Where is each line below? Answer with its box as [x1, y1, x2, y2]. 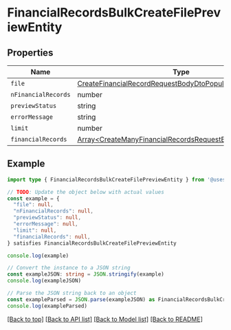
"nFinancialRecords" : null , [13, 208, 94, 214]
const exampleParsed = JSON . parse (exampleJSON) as [7, 296, 155, 303]
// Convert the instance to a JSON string [7, 265, 131, 272]
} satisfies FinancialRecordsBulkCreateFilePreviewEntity [7, 239, 177, 247]
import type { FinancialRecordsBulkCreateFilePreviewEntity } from [7, 176, 205, 183]
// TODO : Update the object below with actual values [7, 188, 165, 195]
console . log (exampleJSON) [7, 277, 81, 285]
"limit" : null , [13, 227, 57, 234]
